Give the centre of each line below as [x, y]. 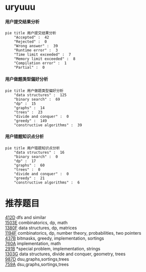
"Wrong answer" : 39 [36, 46]
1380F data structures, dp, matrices [41, 228]
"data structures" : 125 [40, 95]
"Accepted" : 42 [32, 38]
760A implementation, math [33, 243]
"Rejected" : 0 [31, 42]
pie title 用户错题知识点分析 [33, 148]
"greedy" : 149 [31, 121]
